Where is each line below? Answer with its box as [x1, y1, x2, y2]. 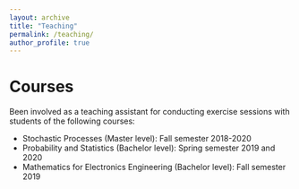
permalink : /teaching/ [9, 30, 94, 39]
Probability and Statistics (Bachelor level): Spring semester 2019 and [21, 142, 276, 153]
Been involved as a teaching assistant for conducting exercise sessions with [9, 107, 290, 117]
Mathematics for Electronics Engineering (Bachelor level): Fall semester [21, 162, 286, 173]
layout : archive [9, 13, 70, 22]
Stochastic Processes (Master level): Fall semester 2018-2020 [21, 133, 252, 144]
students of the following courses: [9, 116, 136, 126]
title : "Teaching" [9, 21, 78, 30]
